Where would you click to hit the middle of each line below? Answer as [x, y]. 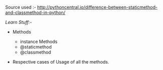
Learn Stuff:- [19, 22]
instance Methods [39, 41]
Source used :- [21, 7]
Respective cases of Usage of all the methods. [61, 62]
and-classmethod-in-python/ [35, 12]
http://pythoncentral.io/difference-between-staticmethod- [97, 7]
